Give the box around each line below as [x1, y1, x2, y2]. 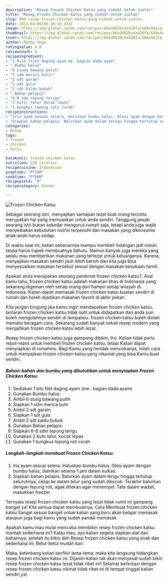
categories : [5, 123, 30, 128]
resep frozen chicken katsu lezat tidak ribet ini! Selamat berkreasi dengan [5, 561, 157, 567]
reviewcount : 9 [5, 49, 37, 54]
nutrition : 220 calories [5, 160, 57, 165]
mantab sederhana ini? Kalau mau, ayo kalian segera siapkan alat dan [5, 530, 149, 536]
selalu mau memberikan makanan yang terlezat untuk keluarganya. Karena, [5, 253, 160, 259]
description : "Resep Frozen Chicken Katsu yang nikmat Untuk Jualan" [5, 7, 154, 12]
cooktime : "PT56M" [5, 174, 44, 179]
